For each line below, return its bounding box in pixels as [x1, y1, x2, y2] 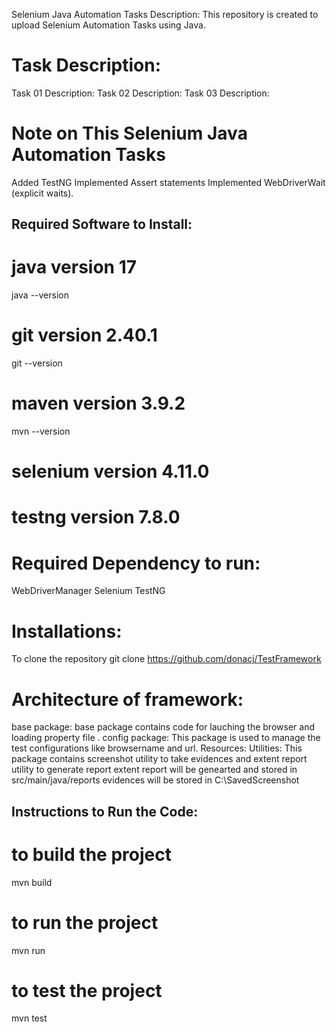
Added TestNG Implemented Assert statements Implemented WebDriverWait [11, 176, 326, 188]
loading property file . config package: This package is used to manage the [11, 732, 321, 744]
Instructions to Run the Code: [11, 803, 199, 820]
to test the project [11, 979, 163, 1002]
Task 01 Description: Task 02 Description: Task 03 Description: [11, 87, 270, 99]
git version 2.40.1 [11, 324, 158, 347]
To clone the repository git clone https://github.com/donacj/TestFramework [11, 653, 322, 665]
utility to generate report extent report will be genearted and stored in [11, 764, 298, 776]
